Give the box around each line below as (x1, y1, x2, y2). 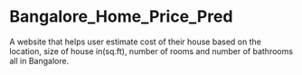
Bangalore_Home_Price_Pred (9, 6, 233, 27)
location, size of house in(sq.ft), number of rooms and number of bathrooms (9, 45, 294, 56)
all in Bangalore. (9, 55, 70, 66)
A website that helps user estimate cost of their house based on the (9, 36, 262, 47)
